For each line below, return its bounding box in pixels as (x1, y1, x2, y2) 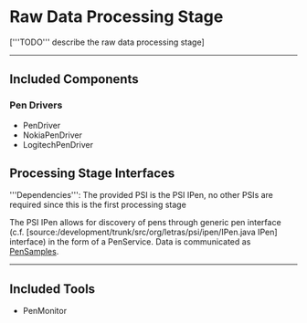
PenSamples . (9, 246, 59, 257)
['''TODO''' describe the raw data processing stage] (9, 36, 206, 47)
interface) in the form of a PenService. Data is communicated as (9, 236, 251, 247)
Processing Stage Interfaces (9, 166, 175, 182)
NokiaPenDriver (22, 130, 82, 141)
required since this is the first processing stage (9, 199, 187, 211)
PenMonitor (22, 306, 67, 317)
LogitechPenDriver (22, 139, 94, 150)
